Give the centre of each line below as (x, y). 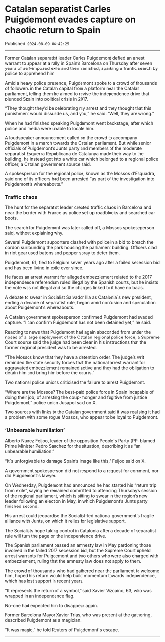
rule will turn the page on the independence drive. (56, 536)
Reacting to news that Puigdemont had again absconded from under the (78, 332)
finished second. (22, 506)
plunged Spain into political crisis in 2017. (47, 99)
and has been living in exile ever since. (44, 268)
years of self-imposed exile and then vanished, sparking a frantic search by (82, 68)
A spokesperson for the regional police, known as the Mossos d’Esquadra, (80, 173)
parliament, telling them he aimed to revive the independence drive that (77, 93)
